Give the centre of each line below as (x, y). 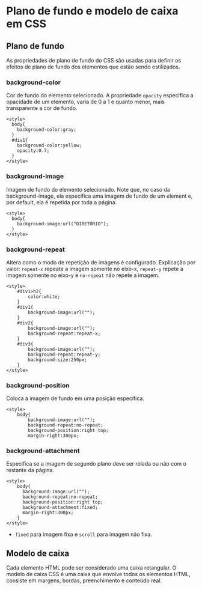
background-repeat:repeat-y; (64, 354)
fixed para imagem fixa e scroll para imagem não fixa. (83, 534)
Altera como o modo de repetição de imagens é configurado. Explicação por (101, 262)
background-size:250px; (57, 360)
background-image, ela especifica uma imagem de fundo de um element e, (99, 196)
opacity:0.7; (33, 151)
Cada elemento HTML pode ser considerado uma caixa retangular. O (91, 568)
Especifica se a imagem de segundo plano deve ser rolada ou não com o (96, 464)
